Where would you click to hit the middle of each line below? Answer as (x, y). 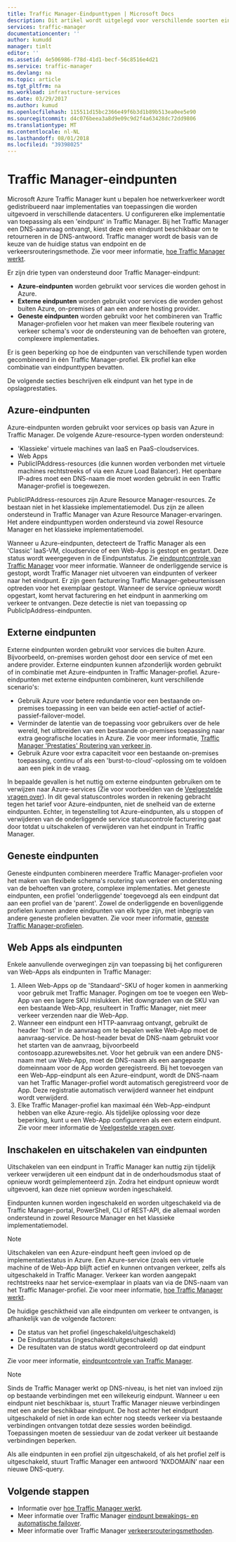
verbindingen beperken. (42, 1441)
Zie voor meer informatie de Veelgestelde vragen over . (96, 1128)
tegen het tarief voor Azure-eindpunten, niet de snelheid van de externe (111, 804)
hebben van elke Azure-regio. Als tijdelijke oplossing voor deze (109, 1112)
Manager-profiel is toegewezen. (64, 486)
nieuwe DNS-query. (36, 1469)
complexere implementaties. (58, 339)
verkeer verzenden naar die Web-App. (73, 1015)
